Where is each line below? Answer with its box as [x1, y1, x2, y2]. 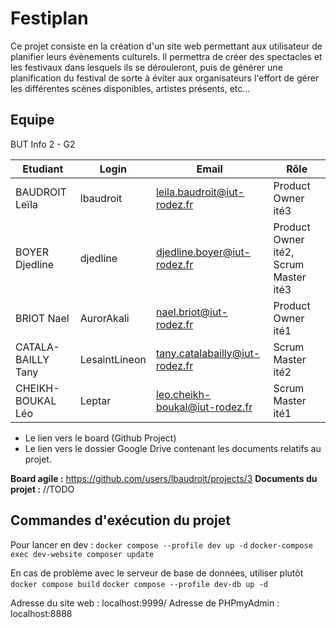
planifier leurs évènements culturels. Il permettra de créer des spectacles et [10, 50, 323, 62]
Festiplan [10, 7, 89, 30]
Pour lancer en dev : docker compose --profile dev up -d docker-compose [10, 538, 313, 551]
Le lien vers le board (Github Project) [24, 432, 177, 444]
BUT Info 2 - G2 [10, 138, 76, 150]
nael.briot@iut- [155, 305, 228, 319]
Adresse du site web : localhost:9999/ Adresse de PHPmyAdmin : [10, 597, 280, 609]
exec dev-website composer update [10, 549, 155, 559]
